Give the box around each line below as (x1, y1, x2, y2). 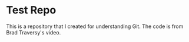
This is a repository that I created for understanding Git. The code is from (6, 23, 184, 30)
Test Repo (6, 3, 57, 17)
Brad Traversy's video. (6, 29, 61, 36)
